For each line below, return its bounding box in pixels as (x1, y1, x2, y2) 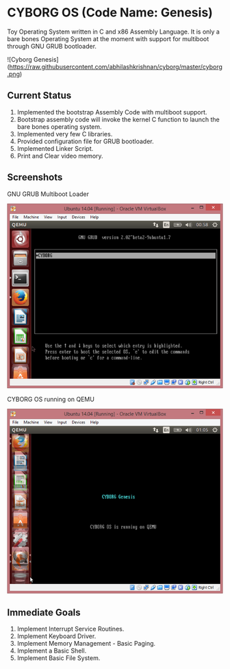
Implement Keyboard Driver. (16, 632, 97, 640)
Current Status (7, 90, 72, 101)
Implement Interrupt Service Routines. (16, 625, 125, 633)
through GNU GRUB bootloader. (7, 42, 97, 50)
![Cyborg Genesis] (7, 55, 60, 63)
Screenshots (7, 171, 63, 183)
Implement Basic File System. (16, 654, 101, 662)
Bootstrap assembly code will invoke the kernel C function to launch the (16, 115, 220, 123)
